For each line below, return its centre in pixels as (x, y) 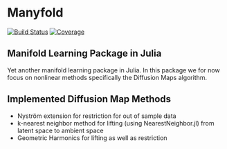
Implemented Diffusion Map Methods (89, 99)
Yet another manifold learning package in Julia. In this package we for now (113, 70)
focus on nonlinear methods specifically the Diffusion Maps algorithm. (107, 77)
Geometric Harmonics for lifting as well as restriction (92, 138)
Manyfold (35, 13)
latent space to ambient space (60, 130)
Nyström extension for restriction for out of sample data (97, 116)
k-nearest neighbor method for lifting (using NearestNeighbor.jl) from (116, 123)
